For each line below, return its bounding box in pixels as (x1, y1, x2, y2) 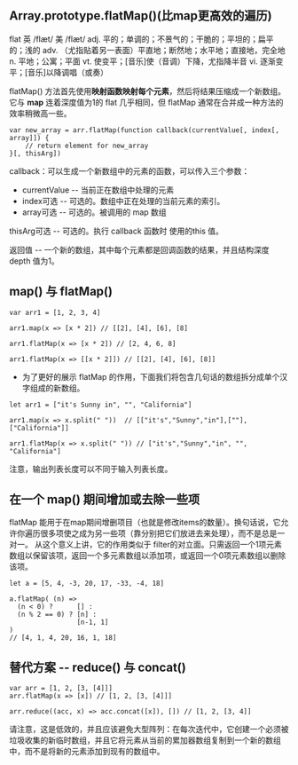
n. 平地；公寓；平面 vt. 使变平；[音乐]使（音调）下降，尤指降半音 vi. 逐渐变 (9, 56, 284, 67)
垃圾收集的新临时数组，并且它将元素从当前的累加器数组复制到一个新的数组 (9, 735, 281, 745)
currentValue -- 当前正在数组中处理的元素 (21, 185, 175, 195)
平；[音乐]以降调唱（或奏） (9, 67, 109, 77)
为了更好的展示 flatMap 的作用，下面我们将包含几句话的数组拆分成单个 (21, 371, 280, 382)
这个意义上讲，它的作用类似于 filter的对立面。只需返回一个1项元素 (42, 540, 282, 550)
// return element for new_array (25, 141, 149, 150)
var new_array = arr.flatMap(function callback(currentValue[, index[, (9, 125, 279, 135)
